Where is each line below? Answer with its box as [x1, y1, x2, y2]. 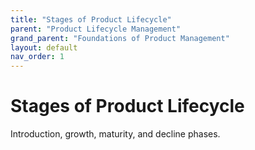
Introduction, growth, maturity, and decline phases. [10, 128, 221, 140]
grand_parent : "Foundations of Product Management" [10, 33, 230, 43]
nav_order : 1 [10, 52, 65, 62]
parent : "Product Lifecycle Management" [10, 24, 182, 34]
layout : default [10, 42, 78, 53]
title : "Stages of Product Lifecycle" [10, 14, 172, 25]
